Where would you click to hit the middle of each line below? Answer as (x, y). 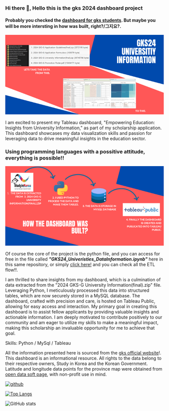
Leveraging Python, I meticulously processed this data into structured (77, 290)
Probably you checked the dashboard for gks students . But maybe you (80, 20)
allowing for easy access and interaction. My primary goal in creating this (81, 306)
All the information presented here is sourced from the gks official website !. (83, 353)
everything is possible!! (35, 158)
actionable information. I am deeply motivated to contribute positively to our (84, 317)
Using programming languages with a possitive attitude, (75, 152)
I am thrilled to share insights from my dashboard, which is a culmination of (83, 280)
